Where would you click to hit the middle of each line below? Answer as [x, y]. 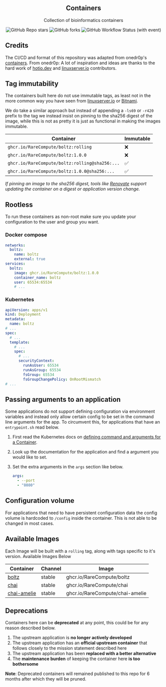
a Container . [25, 442]
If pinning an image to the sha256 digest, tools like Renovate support [76, 184]
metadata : [15, 319]
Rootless [19, 204]
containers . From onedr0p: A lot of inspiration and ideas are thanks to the [80, 63]
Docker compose [26, 235]
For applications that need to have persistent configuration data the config [81, 513]
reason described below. [31, 628]
